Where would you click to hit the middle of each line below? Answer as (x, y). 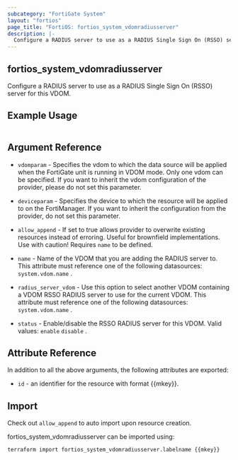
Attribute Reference (52, 353)
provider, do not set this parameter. (69, 216)
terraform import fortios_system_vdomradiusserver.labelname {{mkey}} (114, 450)
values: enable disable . (52, 330)
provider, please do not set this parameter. (79, 187)
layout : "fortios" (34, 21)
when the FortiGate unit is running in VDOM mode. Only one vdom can (120, 172)
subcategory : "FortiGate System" (57, 14)
